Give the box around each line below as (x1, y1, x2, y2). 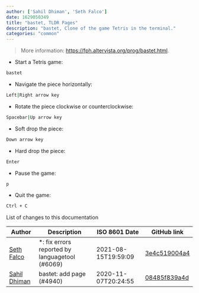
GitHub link (151, 228, 184, 236)
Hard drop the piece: (14, 147, 66, 154)
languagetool (38, 253, 75, 261)
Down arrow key (6, 136, 44, 142)
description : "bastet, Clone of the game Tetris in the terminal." (6, 25, 176, 31)
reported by (38, 246, 72, 254)
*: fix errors (38, 238, 72, 246)
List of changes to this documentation (6, 214, 99, 221)
